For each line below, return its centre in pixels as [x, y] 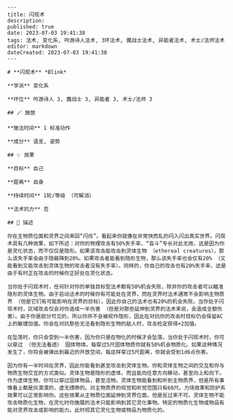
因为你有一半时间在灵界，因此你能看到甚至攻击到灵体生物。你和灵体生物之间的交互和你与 [116, 366]
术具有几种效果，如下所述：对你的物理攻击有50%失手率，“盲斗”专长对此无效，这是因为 [113, 243]
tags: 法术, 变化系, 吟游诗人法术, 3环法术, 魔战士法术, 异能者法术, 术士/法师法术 [116, 40]
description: [26, 21]
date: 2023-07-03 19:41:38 [46, 33]
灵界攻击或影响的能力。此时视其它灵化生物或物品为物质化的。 [93, 410]
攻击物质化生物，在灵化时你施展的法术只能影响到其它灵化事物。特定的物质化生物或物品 [113, 403]
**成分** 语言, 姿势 [34, 142]
